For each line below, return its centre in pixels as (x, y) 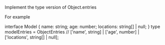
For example (17, 17)
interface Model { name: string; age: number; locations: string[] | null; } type (82, 26)
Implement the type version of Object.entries (51, 7)
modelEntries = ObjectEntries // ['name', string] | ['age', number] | (72, 32)
